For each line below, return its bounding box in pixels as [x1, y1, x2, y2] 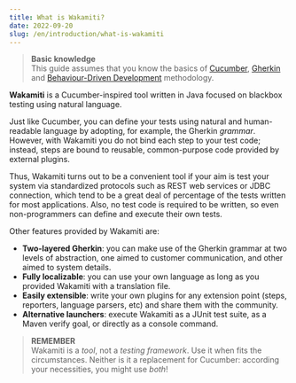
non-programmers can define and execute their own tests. [9, 209, 223, 220]
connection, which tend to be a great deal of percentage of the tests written [9, 190, 286, 200]
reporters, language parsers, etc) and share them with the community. [21, 300, 279, 310]
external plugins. [9, 154, 71, 165]
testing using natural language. [9, 99, 122, 110]
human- [243, 116, 273, 127]
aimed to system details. [21, 262, 112, 273]
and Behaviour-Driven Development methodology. [30, 73, 214, 83]
